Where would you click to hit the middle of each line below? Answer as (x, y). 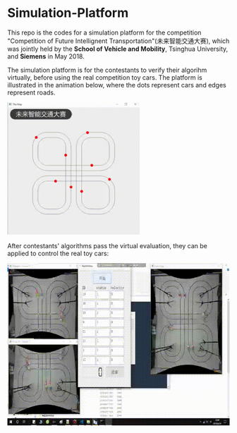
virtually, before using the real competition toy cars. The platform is (105, 77)
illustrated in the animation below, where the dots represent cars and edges (117, 85)
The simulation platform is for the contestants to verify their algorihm (107, 70)
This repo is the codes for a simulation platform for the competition (104, 32)
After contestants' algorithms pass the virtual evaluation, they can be (108, 245)
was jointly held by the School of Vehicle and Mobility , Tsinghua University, (118, 49)
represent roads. (31, 92)
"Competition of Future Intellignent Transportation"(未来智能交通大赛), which (119, 41)
